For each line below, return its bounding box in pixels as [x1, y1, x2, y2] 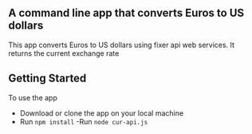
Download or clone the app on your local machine [19, 108, 184, 118]
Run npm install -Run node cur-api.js [19, 116, 148, 126]
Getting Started [8, 72, 87, 85]
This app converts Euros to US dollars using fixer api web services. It [8, 40, 235, 49]
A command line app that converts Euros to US [8, 6, 245, 20]
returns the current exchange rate [8, 48, 120, 58]
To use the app [8, 93, 58, 102]
